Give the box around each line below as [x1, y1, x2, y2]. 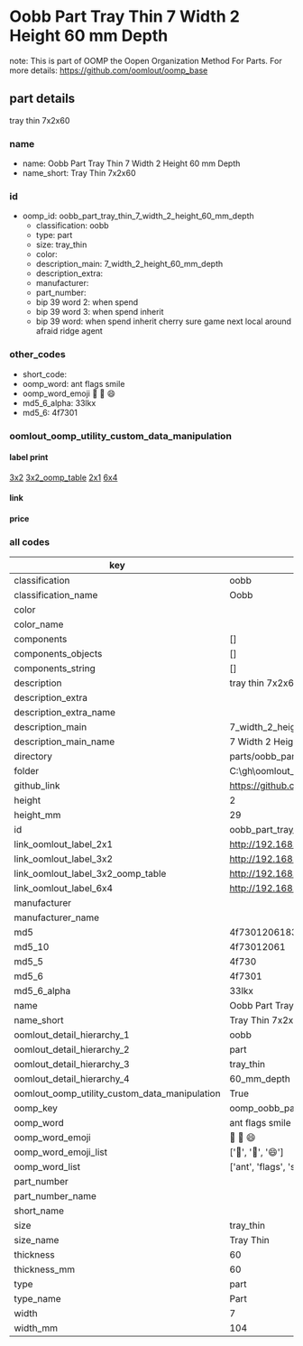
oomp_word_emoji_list [14, 1146, 108, 1158]
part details [9, 91, 76, 106]
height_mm [14, 809, 61, 822]
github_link [14, 779, 60, 792]
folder [14, 765, 40, 778]
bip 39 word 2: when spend [35, 297, 139, 308]
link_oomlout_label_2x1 [14, 838, 114, 851]
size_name [14, 1234, 60, 1247]
